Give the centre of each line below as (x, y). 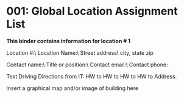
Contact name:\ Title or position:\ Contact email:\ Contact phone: (87, 65)
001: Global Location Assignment (92, 11)
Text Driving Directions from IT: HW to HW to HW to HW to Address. (92, 76)
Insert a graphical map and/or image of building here (73, 88)
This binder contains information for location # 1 (69, 41)
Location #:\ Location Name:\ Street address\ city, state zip (80, 52)
